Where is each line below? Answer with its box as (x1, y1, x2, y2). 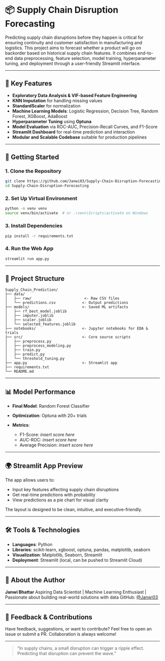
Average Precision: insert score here (19, 442, 93, 448)
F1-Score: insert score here (19, 432, 75, 438)
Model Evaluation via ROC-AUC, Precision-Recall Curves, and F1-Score (12, 124, 158, 130)
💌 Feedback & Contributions (5, 613, 92, 622)
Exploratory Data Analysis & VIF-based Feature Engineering (12, 92, 137, 98)
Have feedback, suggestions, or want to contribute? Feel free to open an (5, 626, 152, 632)
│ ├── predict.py (5, 352, 45, 357)
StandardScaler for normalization (12, 103, 81, 109)
